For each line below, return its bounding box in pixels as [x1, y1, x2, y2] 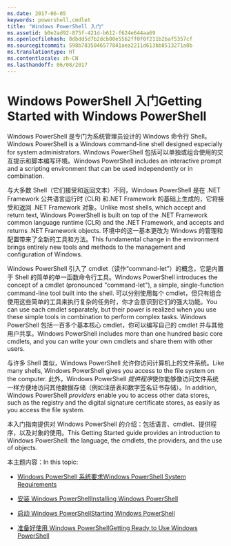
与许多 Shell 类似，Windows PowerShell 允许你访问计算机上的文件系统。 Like [7, 358, 225, 367]
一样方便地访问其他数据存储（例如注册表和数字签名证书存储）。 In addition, [7, 383, 217, 392]
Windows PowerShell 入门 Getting [7, 93, 202, 109]
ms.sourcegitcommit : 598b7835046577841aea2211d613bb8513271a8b [7, 42, 193, 49]
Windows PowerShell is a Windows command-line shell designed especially [7, 139, 223, 148]
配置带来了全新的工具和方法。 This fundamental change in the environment [7, 235, 219, 243]
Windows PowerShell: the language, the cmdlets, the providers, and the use [7, 436, 223, 445]
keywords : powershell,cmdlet [7, 17, 91, 23]
